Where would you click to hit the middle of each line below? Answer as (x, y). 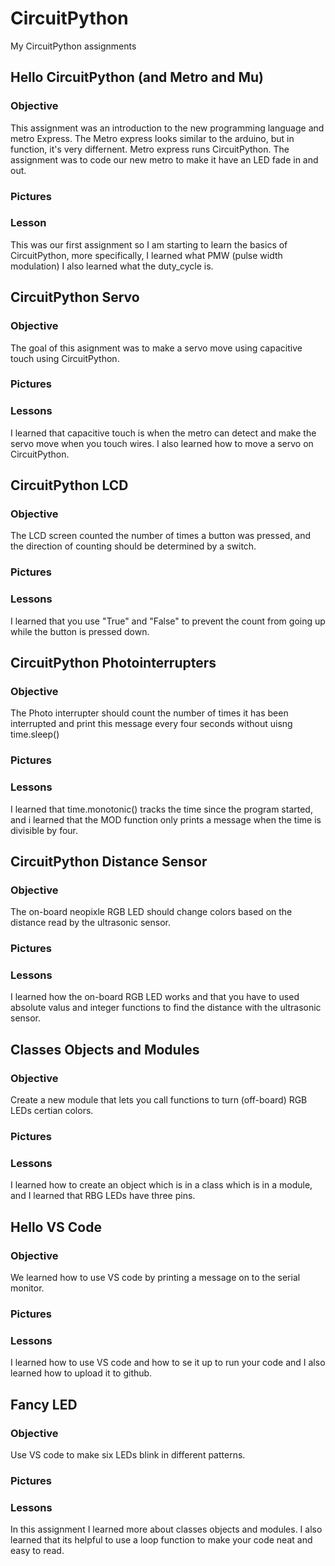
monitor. (27, 1288)
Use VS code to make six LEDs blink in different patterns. (128, 1454)
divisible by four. (44, 830)
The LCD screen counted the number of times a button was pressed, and (161, 536)
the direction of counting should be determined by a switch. (133, 546)
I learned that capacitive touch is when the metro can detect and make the (163, 433)
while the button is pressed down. (80, 631)
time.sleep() (35, 734)
